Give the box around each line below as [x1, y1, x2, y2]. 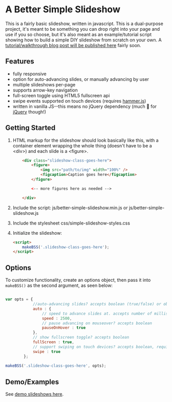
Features [5, 57, 34, 66]
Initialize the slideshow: [12, 230, 62, 236]
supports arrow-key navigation [12, 87, 78, 93]
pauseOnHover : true [41, 325, 86, 330]
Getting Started [5, 124, 56, 132]
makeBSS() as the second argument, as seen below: [5, 282, 113, 288]
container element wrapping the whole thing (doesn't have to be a [12, 142, 152, 149]
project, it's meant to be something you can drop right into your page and [5, 26, 160, 32]
